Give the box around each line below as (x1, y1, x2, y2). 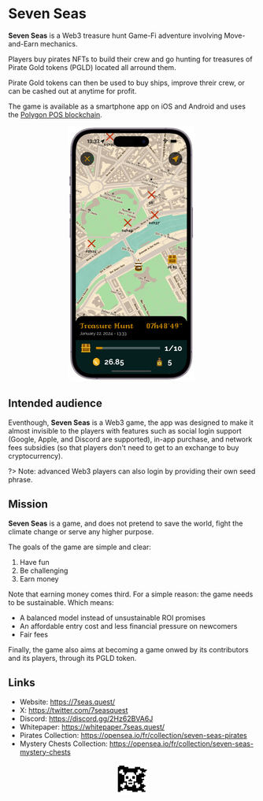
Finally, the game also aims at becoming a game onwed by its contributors (8, 644, 250, 654)
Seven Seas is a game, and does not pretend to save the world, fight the (8, 519, 243, 528)
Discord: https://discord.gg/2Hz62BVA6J (19, 714, 154, 723)
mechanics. (40, 39, 78, 48)
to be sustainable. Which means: (8, 597, 114, 607)
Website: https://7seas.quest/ (19, 697, 116, 707)
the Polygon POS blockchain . (8, 109, 102, 119)
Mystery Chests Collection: (19, 739, 108, 748)
